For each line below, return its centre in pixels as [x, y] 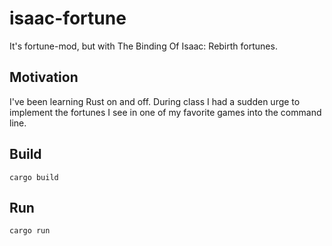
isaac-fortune [68, 18]
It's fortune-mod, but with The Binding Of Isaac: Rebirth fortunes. [143, 46]
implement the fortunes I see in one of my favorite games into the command [165, 112]
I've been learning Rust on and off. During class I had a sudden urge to [155, 101]
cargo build [34, 177]
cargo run [30, 231]
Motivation [44, 77]
